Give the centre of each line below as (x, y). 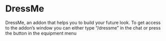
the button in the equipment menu (41, 33)
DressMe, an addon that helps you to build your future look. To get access (83, 22)
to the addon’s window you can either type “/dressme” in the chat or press (83, 27)
